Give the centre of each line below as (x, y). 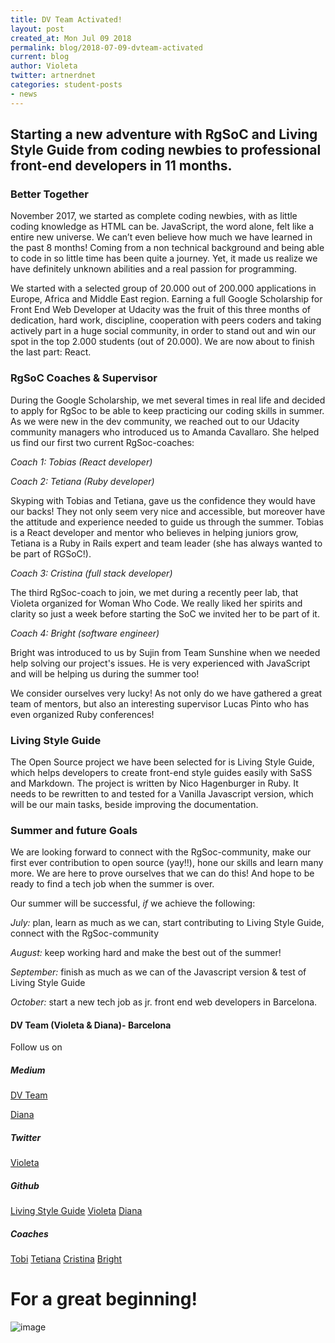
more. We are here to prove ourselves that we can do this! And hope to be (162, 873)
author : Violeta (44, 66)
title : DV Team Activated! (66, 19)
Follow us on (36, 1047)
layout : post (37, 29)
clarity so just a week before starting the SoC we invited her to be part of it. (165, 613)
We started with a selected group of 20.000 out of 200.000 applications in (163, 288)
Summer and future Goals (74, 830)
